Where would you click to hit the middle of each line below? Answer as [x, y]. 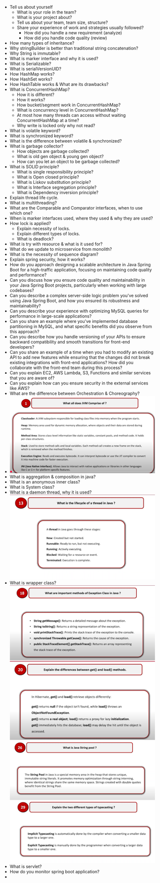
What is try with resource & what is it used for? [56, 244]
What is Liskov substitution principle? [54, 182]
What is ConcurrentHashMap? [40, 89]
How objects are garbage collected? [53, 151]
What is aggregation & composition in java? [52, 477]
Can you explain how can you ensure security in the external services [79, 383]
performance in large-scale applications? [51, 316]
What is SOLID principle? [34, 167]
